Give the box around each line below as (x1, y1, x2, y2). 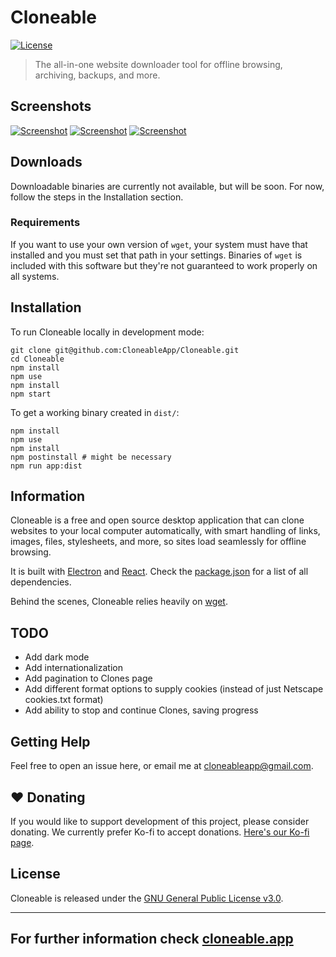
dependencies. (10, 576, 72, 588)
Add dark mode (24, 651, 90, 663)
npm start (10, 389, 52, 399)
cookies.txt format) (24, 694, 104, 706)
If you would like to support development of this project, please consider (10, 815, 310, 827)
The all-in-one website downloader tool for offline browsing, (34, 58, 283, 70)
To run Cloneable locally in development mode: (10, 326, 205, 338)
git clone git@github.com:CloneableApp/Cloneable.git (10, 345, 240, 355)
